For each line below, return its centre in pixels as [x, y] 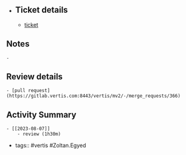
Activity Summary [41, 114]
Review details [34, 77]
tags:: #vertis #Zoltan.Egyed [50, 145]
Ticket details [41, 10]
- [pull [16, 91]
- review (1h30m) [39, 134]
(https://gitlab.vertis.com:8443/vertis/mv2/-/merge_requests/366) [94, 96]
